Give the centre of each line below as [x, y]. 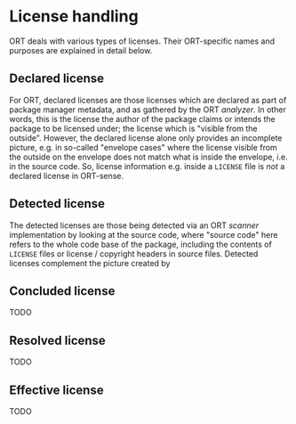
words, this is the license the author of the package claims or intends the [142, 118]
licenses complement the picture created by [90, 263]
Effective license [56, 390]
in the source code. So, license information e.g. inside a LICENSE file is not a [147, 166]
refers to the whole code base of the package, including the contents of [141, 244]
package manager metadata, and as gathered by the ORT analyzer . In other [148, 110]
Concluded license [62, 291]
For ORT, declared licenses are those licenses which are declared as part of [148, 100]
